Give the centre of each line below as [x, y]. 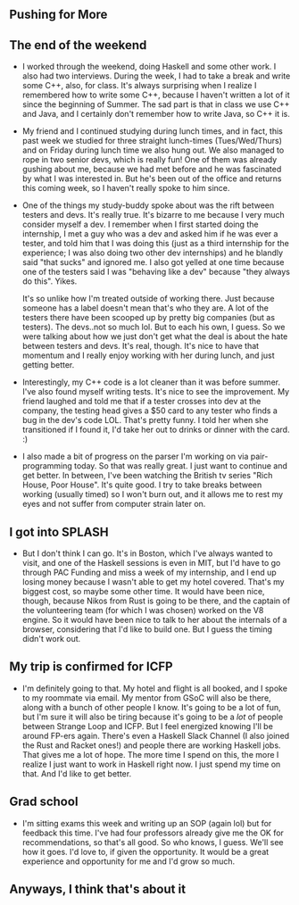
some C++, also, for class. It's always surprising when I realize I [139, 86]
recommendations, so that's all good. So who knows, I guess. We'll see [153, 842]
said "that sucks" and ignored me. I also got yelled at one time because [153, 262]
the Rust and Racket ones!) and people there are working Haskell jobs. [151, 745]
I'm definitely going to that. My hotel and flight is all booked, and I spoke [155, 688]
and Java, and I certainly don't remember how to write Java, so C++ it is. [156, 114]
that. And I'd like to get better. [77, 773]
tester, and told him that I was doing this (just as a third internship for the [156, 244]
